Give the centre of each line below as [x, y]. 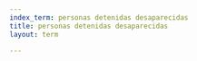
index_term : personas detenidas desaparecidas [99, 17]
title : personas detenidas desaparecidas [89, 26]
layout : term [34, 34]
